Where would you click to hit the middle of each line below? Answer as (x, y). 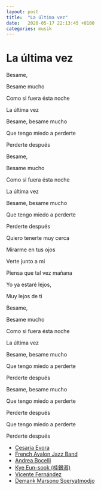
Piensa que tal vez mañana (39, 273)
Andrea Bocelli (33, 461)
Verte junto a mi (26, 262)
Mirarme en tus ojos (31, 250)
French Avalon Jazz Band (46, 454)
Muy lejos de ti (25, 296)
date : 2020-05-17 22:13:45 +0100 (51, 23)
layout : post (22, 12)
